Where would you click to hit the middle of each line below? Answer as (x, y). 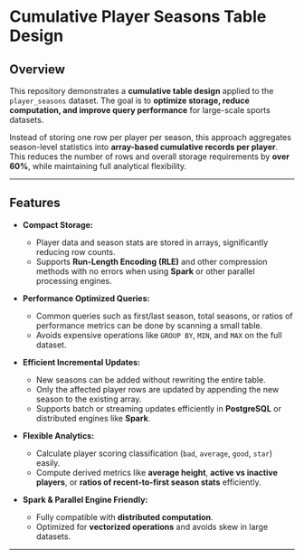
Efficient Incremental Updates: (81, 362)
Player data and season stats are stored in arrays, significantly (152, 242)
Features (35, 203)
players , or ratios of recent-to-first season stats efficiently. (148, 482)
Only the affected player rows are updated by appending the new (157, 389)
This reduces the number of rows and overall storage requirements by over (149, 156)
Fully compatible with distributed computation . (125, 516)
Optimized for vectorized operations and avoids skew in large (152, 526)
